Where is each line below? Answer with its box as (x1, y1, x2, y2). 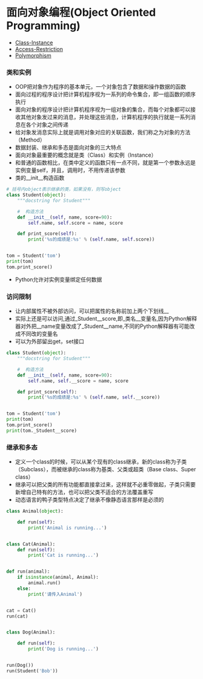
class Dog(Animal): (6, 629, 56, 635)
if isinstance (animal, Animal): (17, 575, 99, 581)
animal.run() (28, 580, 61, 586)
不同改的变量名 (20, 330, 58, 338)
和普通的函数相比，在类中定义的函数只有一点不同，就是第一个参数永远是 (15, 159, 196, 166)
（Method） (15, 136, 45, 143)
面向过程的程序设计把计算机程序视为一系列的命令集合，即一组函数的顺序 (15, 90, 196, 98)
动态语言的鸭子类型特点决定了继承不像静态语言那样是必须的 (15, 496, 164, 503)
